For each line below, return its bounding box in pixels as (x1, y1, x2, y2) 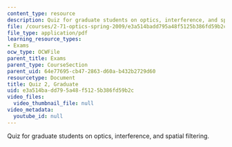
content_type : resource (7, 10, 76, 17)
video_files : (7, 94, 45, 101)
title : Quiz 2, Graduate (7, 81, 79, 88)
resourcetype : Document (7, 74, 76, 81)
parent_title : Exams (7, 55, 67, 62)
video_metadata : (7, 106, 54, 113)
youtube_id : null (13, 112, 64, 119)
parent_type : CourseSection (7, 61, 88, 68)
